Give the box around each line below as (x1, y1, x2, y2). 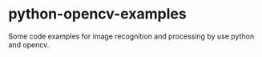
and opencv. (8, 39, 50, 49)
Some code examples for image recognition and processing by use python (8, 31, 255, 41)
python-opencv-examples (8, 5, 187, 23)
